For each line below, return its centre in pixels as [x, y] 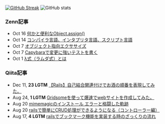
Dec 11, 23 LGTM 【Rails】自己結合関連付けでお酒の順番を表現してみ [84, 85]
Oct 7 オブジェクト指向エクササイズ [49, 46]
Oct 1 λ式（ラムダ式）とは [39, 59]
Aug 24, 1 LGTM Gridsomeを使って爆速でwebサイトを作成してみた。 [83, 97]
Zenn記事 [17, 22]
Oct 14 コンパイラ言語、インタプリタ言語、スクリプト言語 [72, 40]
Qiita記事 [16, 73]
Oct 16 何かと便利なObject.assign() [49, 34]
